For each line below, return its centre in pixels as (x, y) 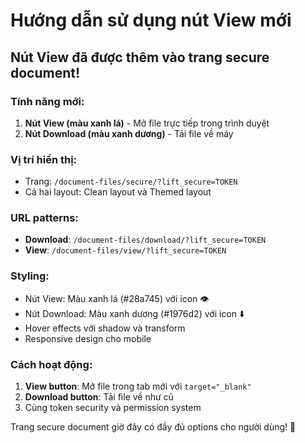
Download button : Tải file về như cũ (99, 397)
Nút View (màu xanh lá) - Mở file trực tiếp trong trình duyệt (147, 123)
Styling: (30, 276)
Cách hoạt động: (51, 364)
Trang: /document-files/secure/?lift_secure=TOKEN (131, 181)
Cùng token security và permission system (113, 408)
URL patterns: (44, 218)
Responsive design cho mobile (88, 338)
